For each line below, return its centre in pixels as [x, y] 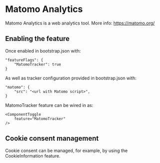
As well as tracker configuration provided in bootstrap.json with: [71, 78]
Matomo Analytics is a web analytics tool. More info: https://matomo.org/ [80, 23]
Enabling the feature [37, 39]
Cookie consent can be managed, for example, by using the [67, 150]
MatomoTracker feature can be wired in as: [49, 105]
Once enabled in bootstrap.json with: [43, 50]
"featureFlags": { [24, 60]
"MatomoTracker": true [38, 64]
